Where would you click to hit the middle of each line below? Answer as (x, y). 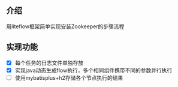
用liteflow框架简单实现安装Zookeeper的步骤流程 (65, 26)
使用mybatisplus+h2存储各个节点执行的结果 (69, 77)
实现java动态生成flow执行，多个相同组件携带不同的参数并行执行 (93, 70)
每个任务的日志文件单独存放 (49, 62)
